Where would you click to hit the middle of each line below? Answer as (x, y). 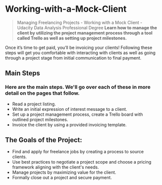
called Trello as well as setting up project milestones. (72, 38)
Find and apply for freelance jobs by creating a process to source (78, 152)
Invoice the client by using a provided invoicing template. (69, 124)
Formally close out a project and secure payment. (62, 178)
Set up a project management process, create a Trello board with (77, 114)
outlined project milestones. (40, 119)
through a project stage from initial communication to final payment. (73, 58)
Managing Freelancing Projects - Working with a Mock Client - (80, 22)
